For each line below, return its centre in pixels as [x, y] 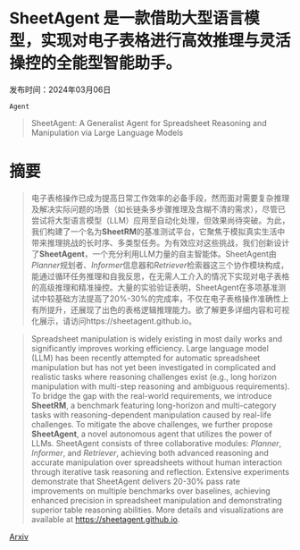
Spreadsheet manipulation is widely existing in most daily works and [157, 338]
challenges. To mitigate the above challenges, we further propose [152, 424]
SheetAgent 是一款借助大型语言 [127, 18]
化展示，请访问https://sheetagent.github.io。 [113, 321]
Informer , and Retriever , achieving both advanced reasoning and [150, 453]
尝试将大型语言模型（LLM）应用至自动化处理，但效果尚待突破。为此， [160, 220]
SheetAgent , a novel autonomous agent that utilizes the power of [151, 434]
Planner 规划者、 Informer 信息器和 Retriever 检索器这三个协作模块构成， [159, 265]
